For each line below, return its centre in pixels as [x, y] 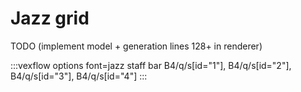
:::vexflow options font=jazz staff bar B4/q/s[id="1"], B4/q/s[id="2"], [151, 65]
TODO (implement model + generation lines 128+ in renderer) [136, 46]
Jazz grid [50, 18]
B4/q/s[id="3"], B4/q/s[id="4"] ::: [79, 76]
